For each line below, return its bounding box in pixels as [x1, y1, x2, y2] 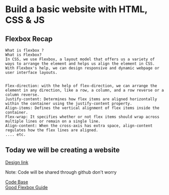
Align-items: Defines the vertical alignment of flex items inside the [5, 105, 159, 110]
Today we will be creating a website [5, 146, 120, 154]
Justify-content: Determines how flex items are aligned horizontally [5, 97, 157, 102]
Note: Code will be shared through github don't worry [5, 169, 117, 175]
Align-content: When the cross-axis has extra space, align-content [5, 123, 153, 128]
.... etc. [5, 132, 26, 137]
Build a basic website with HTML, [5, 4, 148, 15]
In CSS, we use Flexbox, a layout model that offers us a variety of [5, 57, 155, 62]
